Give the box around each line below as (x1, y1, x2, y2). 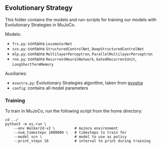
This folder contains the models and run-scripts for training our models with (5, 16, 157, 22)
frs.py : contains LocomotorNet (12, 41, 72, 46)
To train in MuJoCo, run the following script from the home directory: (5, 108, 143, 114)
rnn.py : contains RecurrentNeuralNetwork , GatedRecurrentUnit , (12, 56, 137, 62)
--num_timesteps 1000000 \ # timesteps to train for (14, 130, 127, 135)
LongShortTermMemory (12, 62, 54, 67)
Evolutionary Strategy (5, 4, 73, 12)
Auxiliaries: (5, 70, 27, 76)
